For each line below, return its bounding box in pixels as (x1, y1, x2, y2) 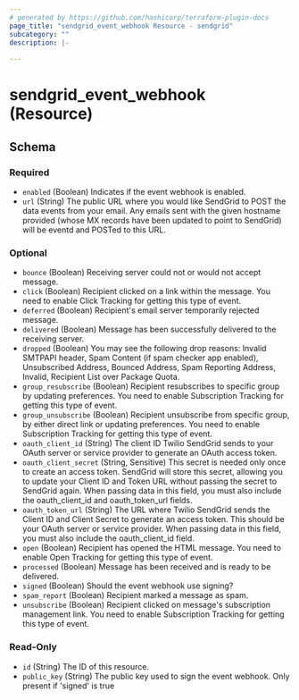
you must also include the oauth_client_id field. (21, 533, 195, 544)
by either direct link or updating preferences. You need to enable (21, 419, 261, 430)
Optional (9, 247, 47, 259)
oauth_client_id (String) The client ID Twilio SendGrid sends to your (21, 438, 274, 449)
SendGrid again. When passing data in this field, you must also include (21, 485, 282, 496)
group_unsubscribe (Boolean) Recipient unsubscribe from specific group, (21, 409, 290, 420)
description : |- (9, 38, 70, 47)
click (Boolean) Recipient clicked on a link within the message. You (21, 286, 270, 297)
